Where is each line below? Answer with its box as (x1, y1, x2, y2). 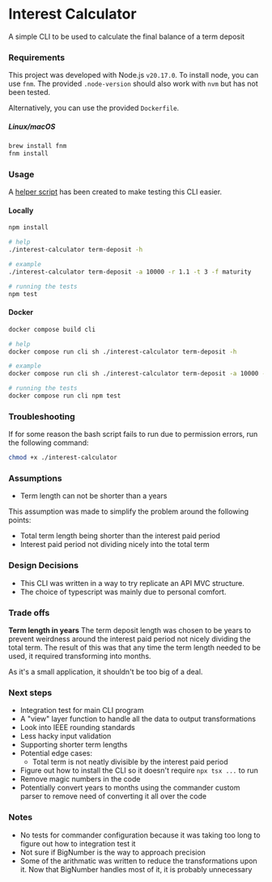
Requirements (8, 52, 66, 63)
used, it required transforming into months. (8, 651, 151, 660)
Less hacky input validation (19, 731, 112, 741)
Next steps (8, 687, 53, 698)
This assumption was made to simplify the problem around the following (8, 507, 249, 516)
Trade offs (8, 607, 50, 618)
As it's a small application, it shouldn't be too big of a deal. (8, 667, 203, 676)
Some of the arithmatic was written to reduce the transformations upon (19, 855, 257, 866)
